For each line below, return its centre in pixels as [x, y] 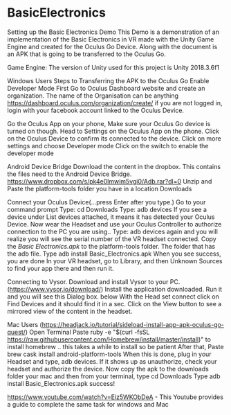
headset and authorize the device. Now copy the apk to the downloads [108, 369]
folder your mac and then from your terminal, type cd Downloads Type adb [114, 376]
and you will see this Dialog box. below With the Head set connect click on [113, 297]
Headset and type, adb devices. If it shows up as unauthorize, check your [112, 361]
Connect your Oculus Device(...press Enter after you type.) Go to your [107, 202]
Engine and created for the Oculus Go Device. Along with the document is [112, 46]
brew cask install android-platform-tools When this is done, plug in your [110, 354]
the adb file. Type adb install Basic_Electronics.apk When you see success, [114, 254]
